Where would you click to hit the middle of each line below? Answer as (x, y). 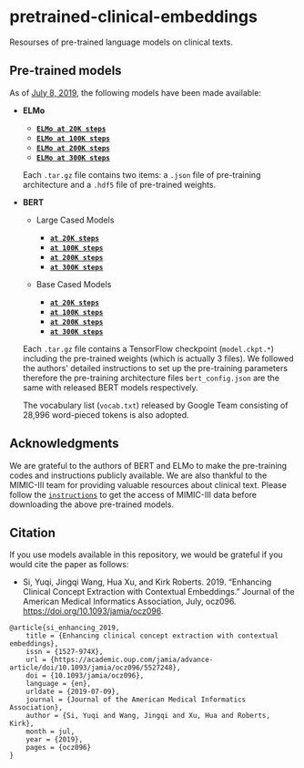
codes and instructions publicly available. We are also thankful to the (138, 475)
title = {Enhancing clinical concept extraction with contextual (152, 636)
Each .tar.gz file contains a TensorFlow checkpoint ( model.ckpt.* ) (148, 348)
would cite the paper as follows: (69, 565)
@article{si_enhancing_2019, (65, 628)
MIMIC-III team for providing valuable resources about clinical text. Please (148, 484)
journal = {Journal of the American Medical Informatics (136, 700)
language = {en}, (59, 684)
